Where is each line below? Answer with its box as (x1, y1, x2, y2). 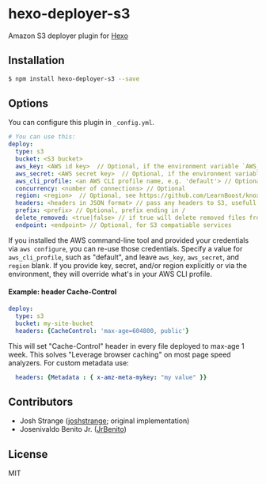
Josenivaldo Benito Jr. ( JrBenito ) (19, 425, 127, 434)
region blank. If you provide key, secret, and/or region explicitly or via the (8, 260, 248, 270)
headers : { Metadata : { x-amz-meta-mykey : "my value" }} (15, 373, 207, 381)
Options (8, 96, 49, 111)
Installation (8, 54, 65, 67)
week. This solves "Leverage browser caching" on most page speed (8, 350, 231, 359)
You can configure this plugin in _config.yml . (8, 118, 154, 127)
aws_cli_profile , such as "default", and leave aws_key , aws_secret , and (8, 252, 240, 262)
